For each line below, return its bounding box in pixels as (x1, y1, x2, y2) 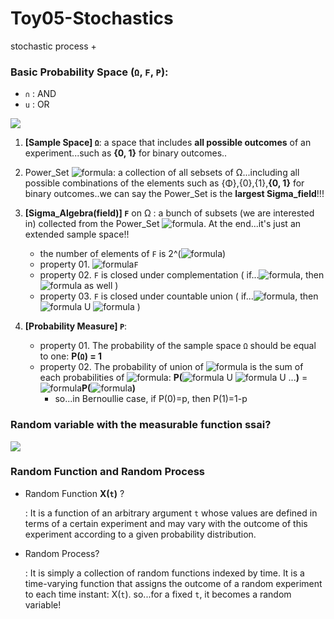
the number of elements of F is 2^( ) (39, 248, 227, 260)
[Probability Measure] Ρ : (24, 320, 128, 332)
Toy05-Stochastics (10, 7, 174, 30)
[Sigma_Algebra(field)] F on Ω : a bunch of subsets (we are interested (24, 207, 315, 219)
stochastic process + (10, 40, 97, 52)
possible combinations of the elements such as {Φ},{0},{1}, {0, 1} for (24, 177, 305, 189)
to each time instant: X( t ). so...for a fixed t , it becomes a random (24, 588, 292, 600)
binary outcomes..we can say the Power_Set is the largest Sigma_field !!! (24, 188, 325, 200)
